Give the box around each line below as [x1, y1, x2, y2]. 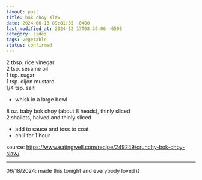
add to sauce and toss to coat [14, 125, 89, 133]
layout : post [6, 8, 39, 15]
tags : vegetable [6, 37, 47, 43]
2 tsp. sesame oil [6, 65, 49, 72]
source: [6, 143, 25, 151]
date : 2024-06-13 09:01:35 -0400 [6, 20, 90, 26]
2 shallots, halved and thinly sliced [6, 113, 92, 121]
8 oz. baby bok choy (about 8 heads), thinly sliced [6, 107, 130, 115]
